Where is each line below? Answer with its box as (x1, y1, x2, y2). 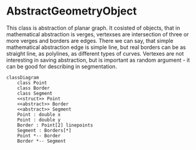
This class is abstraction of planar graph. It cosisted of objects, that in (6, 24, 180, 31)
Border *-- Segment (17, 138, 67, 144)
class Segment (17, 90, 53, 96)
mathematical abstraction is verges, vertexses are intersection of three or (6, 30, 189, 37)
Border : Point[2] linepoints (17, 122, 94, 128)
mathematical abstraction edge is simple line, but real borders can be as (6, 44, 186, 51)
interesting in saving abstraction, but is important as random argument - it (6, 56, 191, 64)
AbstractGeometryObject (6, 4, 137, 18)
